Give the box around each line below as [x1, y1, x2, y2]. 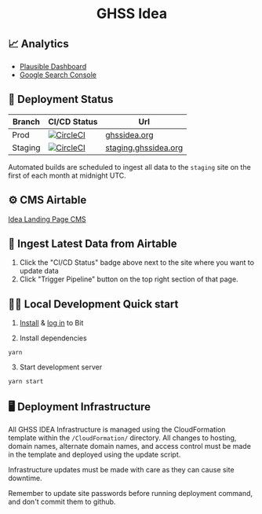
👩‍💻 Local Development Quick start [8, 297, 179, 310]
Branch [13, 116, 41, 127]
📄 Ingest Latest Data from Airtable [8, 237, 177, 251]
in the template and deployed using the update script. [8, 450, 181, 460]
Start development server [19, 362, 103, 372]
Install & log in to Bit [19, 318, 84, 328]
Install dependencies [19, 333, 88, 343]
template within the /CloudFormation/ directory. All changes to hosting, [8, 433, 237, 442]
